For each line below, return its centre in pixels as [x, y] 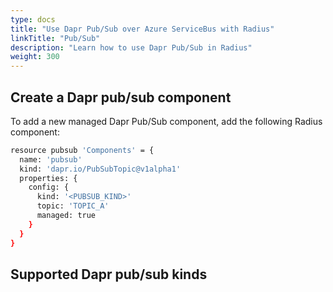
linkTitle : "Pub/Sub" [55, 38]
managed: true [66, 216]
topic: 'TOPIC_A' [73, 206]
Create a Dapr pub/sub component [121, 97]
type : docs [33, 19]
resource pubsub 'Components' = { [82, 150]
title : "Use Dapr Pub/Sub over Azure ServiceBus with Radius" [142, 29]
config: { [49, 187]
